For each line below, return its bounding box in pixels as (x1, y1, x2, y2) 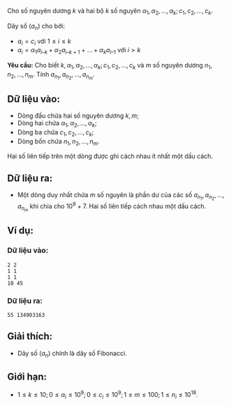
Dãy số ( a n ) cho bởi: (7, 22, 65, 31)
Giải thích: (7, 331, 53, 343)
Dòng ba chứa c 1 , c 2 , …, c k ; (17, 127, 94, 138)
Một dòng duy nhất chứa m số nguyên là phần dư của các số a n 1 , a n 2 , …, (17, 191, 225, 202)
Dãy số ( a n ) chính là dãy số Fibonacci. (17, 349, 128, 359)
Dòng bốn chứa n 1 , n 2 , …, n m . (17, 136, 100, 147)
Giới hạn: (7, 371, 47, 383)
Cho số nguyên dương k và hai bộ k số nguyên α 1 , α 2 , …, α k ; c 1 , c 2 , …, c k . (7, 7, 214, 17)
